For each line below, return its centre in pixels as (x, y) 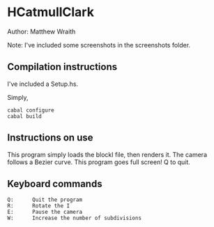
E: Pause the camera (45, 212)
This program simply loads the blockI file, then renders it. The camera (107, 154)
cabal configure (31, 110)
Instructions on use (50, 138)
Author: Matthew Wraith (41, 31)
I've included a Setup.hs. (43, 84)
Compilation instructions (62, 67)
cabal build (24, 116)
